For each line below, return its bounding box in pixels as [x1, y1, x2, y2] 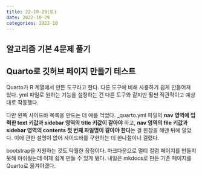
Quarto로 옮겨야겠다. [6, 162, 56, 169]
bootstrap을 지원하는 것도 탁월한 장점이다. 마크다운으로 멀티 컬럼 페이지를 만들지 [6, 147, 197, 154]
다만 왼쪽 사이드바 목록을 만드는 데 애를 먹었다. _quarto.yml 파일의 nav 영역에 [6, 111, 189, 118]
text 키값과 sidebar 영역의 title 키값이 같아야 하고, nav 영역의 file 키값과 [17, 119, 188, 126]
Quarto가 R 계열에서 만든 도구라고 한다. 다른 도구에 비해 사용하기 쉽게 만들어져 [6, 83, 191, 91]
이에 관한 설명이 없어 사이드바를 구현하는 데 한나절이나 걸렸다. [14, 134, 160, 141]
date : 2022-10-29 [6, 14, 50, 21]
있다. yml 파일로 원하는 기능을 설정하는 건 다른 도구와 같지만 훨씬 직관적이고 [6, 91, 184, 98]
